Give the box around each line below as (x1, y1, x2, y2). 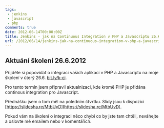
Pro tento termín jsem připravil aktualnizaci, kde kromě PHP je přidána (5, 84, 145, 90)
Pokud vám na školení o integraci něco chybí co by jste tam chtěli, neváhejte (5, 113, 159, 119)
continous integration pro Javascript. (5, 89, 80, 95)
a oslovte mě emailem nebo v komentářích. (5, 118, 92, 124)
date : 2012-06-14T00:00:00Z (5, 30, 62, 34)
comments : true (5, 25, 36, 30)
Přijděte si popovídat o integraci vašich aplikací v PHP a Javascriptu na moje (5, 69, 159, 75)
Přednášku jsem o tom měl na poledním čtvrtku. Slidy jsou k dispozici (5, 98, 144, 104)
